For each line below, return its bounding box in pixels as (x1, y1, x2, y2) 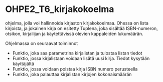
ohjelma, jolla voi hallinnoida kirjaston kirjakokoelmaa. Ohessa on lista (5, 20, 149, 26)
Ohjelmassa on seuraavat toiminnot (5, 40, 78, 46)
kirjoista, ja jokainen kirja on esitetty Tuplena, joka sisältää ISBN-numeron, (5, 25, 158, 31)
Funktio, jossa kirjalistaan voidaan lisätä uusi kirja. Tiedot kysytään (12, 55, 150, 61)
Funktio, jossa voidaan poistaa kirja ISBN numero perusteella (12, 66, 138, 72)
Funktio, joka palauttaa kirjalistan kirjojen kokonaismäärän (12, 71, 132, 77)
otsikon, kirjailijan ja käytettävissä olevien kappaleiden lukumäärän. (5, 30, 143, 36)
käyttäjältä (12, 60, 34, 66)
